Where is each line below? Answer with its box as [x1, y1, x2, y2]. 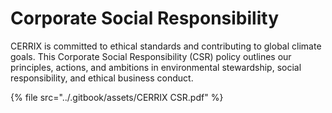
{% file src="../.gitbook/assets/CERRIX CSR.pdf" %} [10, 91, 224, 103]
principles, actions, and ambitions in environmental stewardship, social [10, 61, 302, 73]
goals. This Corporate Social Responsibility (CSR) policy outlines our [10, 50, 292, 62]
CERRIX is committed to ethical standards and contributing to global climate [10, 40, 322, 52]
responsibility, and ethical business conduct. [10, 72, 194, 84]
